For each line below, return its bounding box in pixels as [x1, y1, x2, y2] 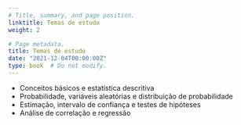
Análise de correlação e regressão [19, 108, 131, 117]
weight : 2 [8, 26, 41, 34]
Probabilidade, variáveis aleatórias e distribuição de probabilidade [19, 91, 234, 101]
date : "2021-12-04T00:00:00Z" [8, 55, 108, 62]
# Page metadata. [8, 40, 65, 48]
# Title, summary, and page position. [8, 11, 135, 20]
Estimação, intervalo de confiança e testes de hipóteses [19, 99, 202, 109]
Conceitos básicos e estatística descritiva [19, 83, 155, 92]
